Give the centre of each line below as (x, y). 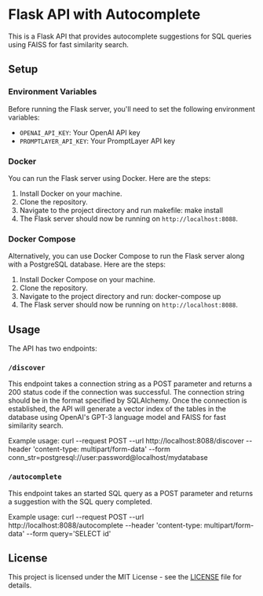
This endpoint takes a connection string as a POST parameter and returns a (130, 384)
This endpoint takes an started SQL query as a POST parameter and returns (131, 493)
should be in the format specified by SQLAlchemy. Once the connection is (128, 401)
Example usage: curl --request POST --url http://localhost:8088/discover (126, 441)
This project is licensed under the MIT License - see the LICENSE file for (125, 577)
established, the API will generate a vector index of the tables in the (117, 409)
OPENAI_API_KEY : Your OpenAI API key (80, 132)
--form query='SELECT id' (69, 533)
